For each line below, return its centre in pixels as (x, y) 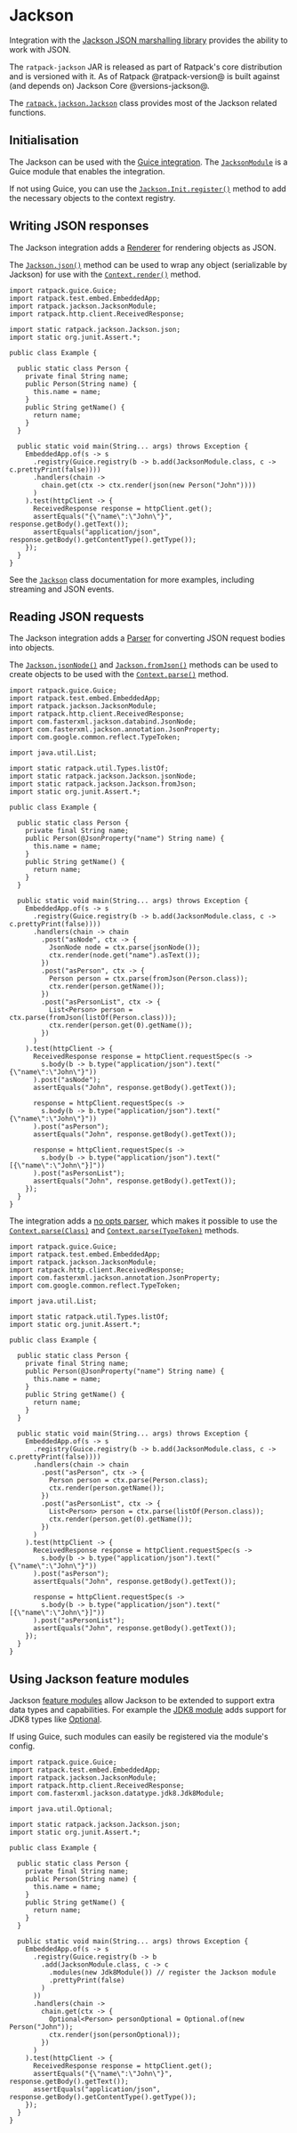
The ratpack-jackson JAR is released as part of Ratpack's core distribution (146, 67)
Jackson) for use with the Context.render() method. (105, 274)
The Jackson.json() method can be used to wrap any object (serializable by (148, 264)
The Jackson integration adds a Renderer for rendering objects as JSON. (143, 247)
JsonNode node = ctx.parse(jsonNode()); (124, 948)
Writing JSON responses (79, 226)
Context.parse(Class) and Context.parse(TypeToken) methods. (124, 1231)
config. (22, 1746)
